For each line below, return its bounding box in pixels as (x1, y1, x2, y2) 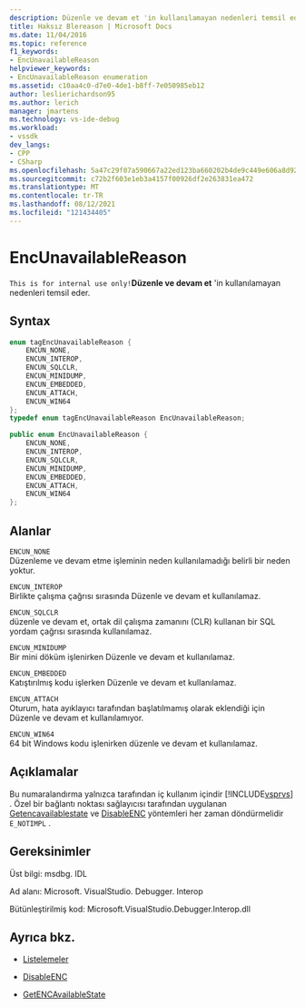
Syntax (9, 313, 51, 329)
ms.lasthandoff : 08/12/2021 (9, 199, 116, 209)
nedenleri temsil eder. (9, 287, 91, 298)
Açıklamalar (9, 764, 79, 779)
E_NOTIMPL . (9, 817, 52, 829)
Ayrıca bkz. (9, 930, 75, 945)
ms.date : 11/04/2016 (9, 30, 88, 39)
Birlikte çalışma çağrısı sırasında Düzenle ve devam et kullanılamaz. (9, 590, 261, 601)
